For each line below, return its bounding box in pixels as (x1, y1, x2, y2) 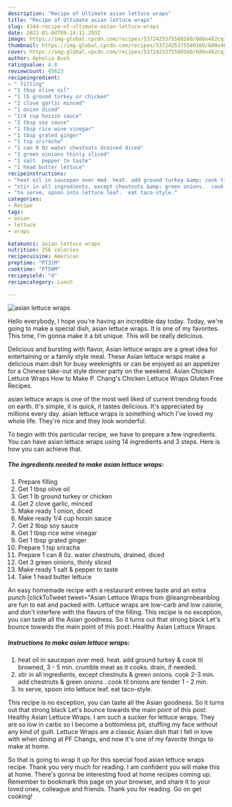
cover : (8, 49, 27, 56)
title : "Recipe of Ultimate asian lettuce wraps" (8, 17, 154, 23)
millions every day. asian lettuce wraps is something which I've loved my (8, 409, 214, 417)
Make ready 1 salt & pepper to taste (17, 565, 118, 574)
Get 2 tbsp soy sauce (17, 521, 78, 530)
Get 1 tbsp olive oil (17, 485, 70, 493)
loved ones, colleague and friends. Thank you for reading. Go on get (8, 785, 202, 793)
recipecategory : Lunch (8, 278, 73, 286)
